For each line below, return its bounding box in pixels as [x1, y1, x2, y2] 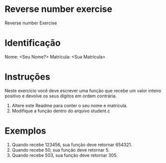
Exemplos [4, 125, 47, 136]
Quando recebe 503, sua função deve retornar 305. [11, 152, 118, 158]
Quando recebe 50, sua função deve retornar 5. [11, 147, 110, 153]
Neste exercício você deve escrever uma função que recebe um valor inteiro [4, 87, 162, 93]
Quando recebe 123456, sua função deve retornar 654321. [11, 142, 132, 148]
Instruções [4, 71, 51, 82]
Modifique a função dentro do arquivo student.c [11, 108, 110, 114]
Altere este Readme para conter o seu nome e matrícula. [11, 102, 128, 108]
